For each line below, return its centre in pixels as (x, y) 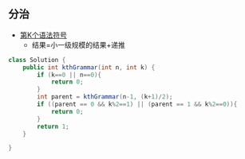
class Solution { (37, 60)
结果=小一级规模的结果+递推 (79, 45)
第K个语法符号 (43, 35)
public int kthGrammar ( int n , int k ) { (89, 67)
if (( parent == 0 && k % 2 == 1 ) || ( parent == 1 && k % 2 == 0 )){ (137, 105)
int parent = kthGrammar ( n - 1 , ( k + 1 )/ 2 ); (105, 97)
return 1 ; (53, 126)
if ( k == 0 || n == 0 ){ (69, 75)
